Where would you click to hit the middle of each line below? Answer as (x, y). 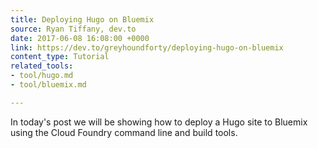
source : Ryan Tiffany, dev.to (73, 29)
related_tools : (42, 66)
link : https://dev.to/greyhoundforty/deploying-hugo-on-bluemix (147, 47)
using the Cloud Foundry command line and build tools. (124, 132)
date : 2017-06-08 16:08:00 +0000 (80, 38)
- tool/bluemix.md (48, 85)
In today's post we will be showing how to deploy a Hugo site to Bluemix (159, 122)
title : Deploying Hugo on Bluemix (82, 19)
